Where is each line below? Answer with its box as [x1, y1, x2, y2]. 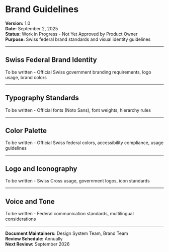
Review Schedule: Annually [5, 236, 63, 241]
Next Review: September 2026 [5, 241, 70, 247]
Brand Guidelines [5, 4, 79, 15]
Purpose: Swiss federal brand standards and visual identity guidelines [5, 36, 151, 42]
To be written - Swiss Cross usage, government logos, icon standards [5, 178, 150, 184]
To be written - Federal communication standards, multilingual [5, 211, 134, 216]
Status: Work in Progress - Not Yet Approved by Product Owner [5, 31, 138, 37]
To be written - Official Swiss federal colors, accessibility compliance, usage [5, 140, 164, 146]
